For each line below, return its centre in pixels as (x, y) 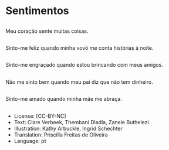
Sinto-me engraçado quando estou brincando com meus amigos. (84, 65)
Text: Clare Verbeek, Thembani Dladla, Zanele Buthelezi (81, 122)
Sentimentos (37, 11)
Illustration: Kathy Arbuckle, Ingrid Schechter (68, 128)
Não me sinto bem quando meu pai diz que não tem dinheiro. (79, 82)
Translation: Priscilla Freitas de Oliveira (61, 134)
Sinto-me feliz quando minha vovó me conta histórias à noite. (80, 47)
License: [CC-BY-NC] (40, 116)
